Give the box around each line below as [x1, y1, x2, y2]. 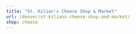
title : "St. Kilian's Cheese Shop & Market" [6, 8, 117, 14]
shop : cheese [6, 19, 38, 25]
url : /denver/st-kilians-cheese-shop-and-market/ [6, 14, 131, 20]
